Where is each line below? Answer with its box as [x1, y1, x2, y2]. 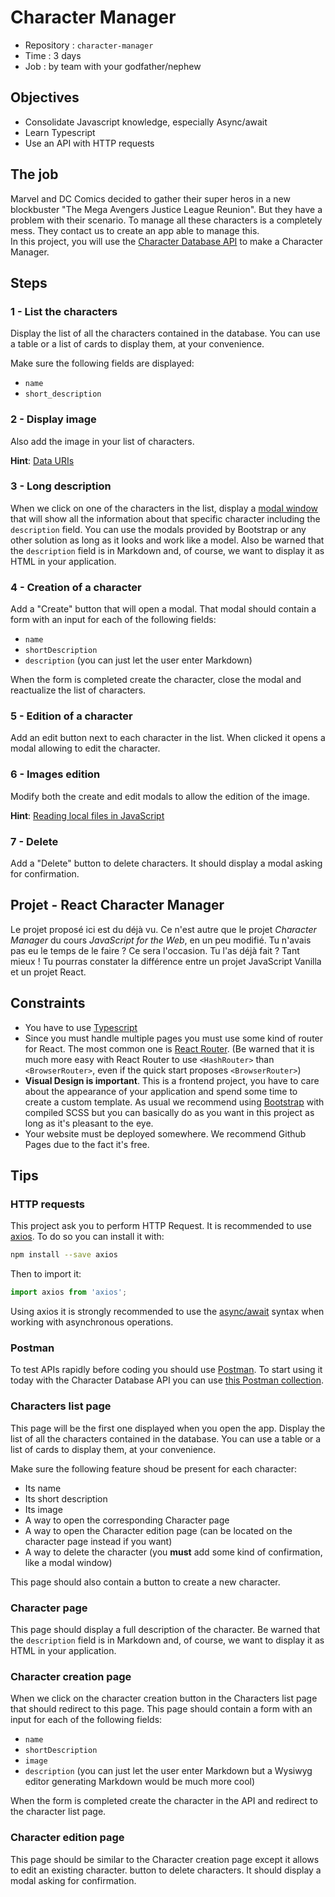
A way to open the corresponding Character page [24, 1514, 230, 1526]
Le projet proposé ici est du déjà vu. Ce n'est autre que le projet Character [10, 923, 317, 935]
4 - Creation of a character [10, 580, 142, 594]
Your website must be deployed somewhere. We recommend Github [24, 1127, 307, 1140]
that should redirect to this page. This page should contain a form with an [10, 1703, 313, 1715]
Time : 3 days [24, 49, 82, 61]
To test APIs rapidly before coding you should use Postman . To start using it [10, 1364, 323, 1376]
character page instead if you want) [24, 1535, 173, 1547]
